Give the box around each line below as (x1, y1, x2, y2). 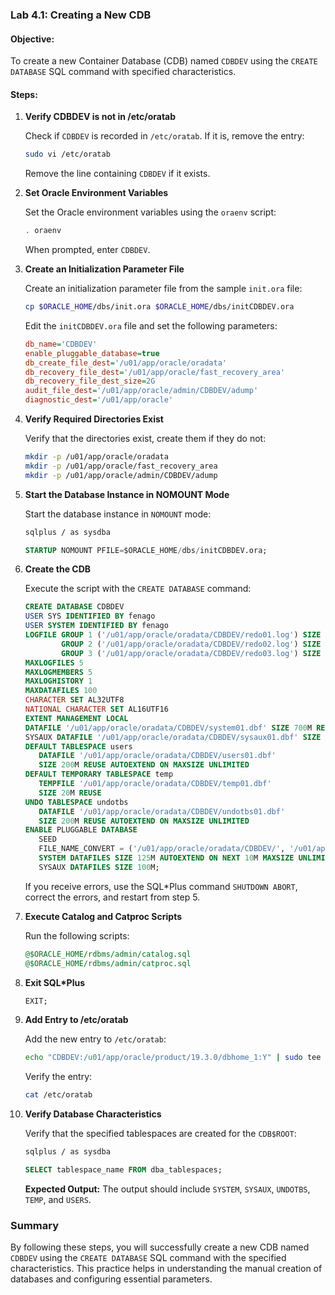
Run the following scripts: (24, 929, 130, 942)
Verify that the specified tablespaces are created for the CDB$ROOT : (24, 1128, 297, 1140)
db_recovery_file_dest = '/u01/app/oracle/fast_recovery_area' (24, 367, 286, 377)
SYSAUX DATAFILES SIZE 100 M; (38, 862, 160, 872)
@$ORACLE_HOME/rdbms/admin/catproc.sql (24, 958, 192, 968)
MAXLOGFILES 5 (24, 658, 84, 668)
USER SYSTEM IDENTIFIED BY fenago (24, 621, 169, 631)
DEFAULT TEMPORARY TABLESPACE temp (24, 769, 174, 780)
